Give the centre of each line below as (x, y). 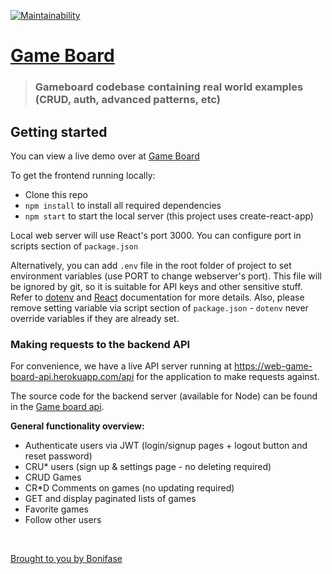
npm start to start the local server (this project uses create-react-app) (169, 216)
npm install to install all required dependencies (123, 205)
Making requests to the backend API (100, 344)
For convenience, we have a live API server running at (121, 366)
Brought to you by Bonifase (66, 559)
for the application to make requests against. (228, 377)
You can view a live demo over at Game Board (105, 156)
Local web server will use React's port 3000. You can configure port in (156, 235)
